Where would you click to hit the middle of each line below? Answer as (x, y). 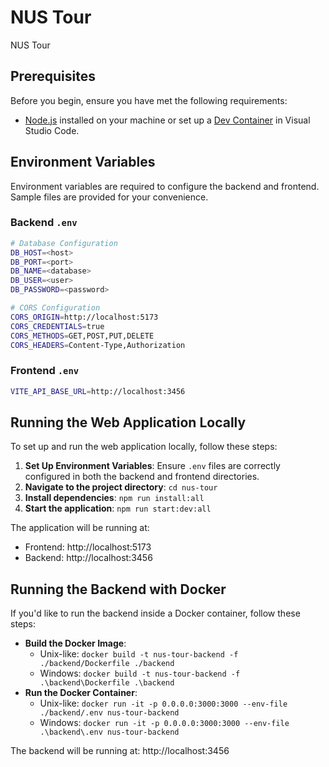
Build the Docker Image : (75, 643)
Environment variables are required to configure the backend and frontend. (165, 186)
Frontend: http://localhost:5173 (88, 547)
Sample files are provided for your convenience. (109, 197)
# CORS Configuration (55, 308)
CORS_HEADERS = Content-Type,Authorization (98, 345)
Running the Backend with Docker (118, 589)
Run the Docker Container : (81, 693)
